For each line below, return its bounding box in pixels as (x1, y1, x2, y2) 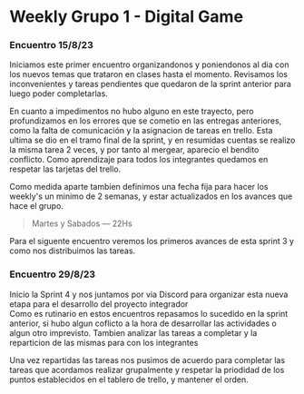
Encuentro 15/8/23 (9, 39, 93, 52)
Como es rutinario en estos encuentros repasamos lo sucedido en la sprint (9, 308, 289, 319)
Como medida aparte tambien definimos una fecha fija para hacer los (9, 182, 269, 192)
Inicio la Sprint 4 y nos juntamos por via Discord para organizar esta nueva (9, 289, 289, 300)
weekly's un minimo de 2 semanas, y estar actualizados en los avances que (9, 191, 293, 202)
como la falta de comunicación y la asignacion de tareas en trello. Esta (9, 125, 273, 136)
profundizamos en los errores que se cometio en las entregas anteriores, (9, 115, 282, 126)
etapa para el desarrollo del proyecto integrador (9, 298, 189, 310)
